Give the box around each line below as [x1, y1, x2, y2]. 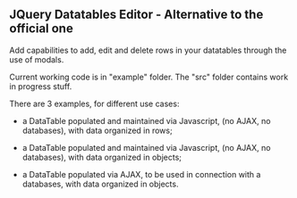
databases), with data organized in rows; [21, 125, 173, 136]
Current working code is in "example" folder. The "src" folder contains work [9, 71, 289, 82]
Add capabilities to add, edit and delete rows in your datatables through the [9, 45, 287, 55]
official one [9, 21, 73, 37]
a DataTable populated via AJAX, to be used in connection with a [21, 169, 261, 179]
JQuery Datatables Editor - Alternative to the [9, 7, 264, 22]
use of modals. [9, 54, 64, 65]
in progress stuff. [9, 80, 72, 92]
